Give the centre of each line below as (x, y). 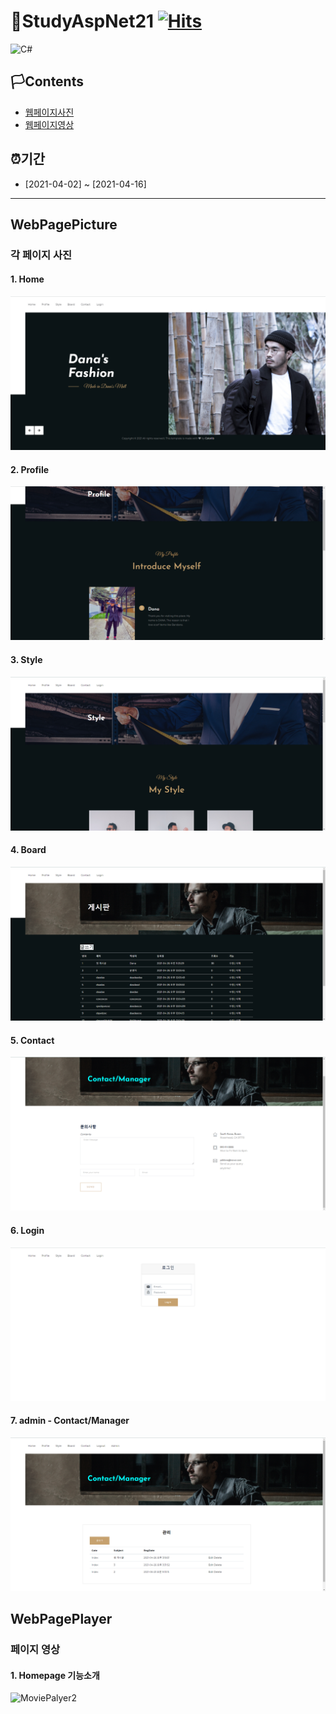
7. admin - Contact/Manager (70, 1421)
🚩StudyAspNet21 (82, 21)
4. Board (28, 850)
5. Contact (32, 1040)
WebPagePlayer (61, 1619)
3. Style (26, 660)
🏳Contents (47, 81)
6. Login (27, 1230)
